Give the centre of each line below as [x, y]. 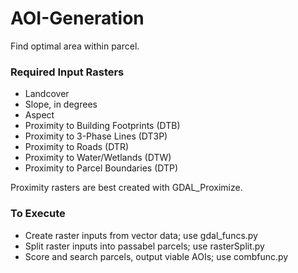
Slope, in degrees [61, 104]
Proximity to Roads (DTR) [77, 147]
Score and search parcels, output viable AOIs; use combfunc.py [156, 256]
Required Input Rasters [67, 72]
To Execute [38, 214]
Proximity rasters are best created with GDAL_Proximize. [126, 188]
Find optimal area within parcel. [75, 46]
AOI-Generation [77, 18]
